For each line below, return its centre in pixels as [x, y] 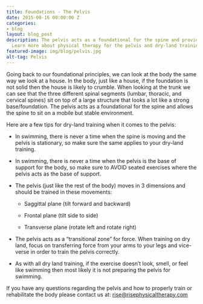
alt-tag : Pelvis [27, 57]
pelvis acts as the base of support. [58, 174]
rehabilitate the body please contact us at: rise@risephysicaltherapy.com [97, 294]
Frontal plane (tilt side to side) [61, 215]
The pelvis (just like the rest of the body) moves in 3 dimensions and [100, 185]
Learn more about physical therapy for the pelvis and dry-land [94, 46]
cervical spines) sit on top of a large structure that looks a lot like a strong [98, 100]
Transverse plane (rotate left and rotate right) [80, 227]
